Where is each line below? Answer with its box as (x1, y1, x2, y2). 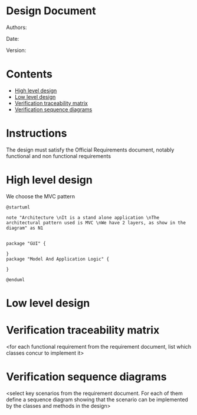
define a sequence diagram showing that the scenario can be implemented (6, 395, 189, 403)
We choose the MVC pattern (6, 192, 75, 200)
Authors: (6, 24, 27, 31)
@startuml (6, 204, 31, 210)
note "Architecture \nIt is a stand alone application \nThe (6, 214, 160, 220)
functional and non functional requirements (6, 152, 111, 159)
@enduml (6, 276, 25, 282)
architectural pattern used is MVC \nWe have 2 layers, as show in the (6, 220, 186, 226)
